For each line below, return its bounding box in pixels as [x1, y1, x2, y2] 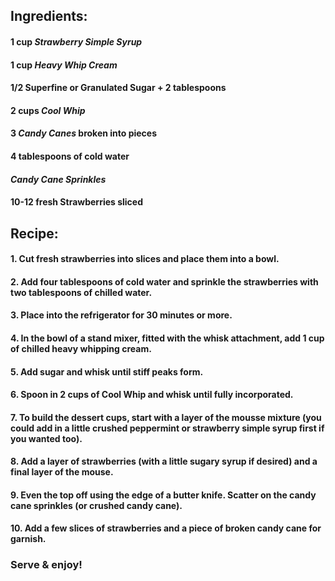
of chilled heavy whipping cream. [10, 342, 152, 354]
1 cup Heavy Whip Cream [10, 59, 118, 71]
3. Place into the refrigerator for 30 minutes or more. [10, 309, 233, 321]
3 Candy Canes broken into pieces [10, 127, 158, 139]
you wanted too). [10, 432, 83, 444]
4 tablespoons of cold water [10, 150, 130, 162]
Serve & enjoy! [10, 558, 83, 572]
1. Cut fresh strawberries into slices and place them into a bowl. [10, 253, 280, 265]
